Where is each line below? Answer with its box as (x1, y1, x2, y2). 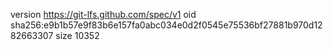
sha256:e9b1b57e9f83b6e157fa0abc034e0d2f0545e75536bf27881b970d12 (10, 19, 323, 31)
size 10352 (55, 30, 100, 41)
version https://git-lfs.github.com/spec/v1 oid (10, 9, 197, 20)
